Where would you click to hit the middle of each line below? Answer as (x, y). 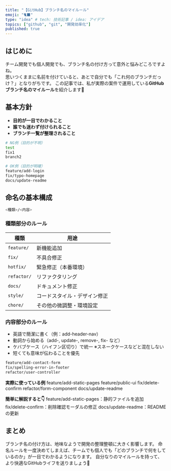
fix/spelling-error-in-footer (38, 368)
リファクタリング (57, 277)
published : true (22, 29)
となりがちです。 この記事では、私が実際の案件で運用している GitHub (91, 83)
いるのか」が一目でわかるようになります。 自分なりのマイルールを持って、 (84, 457)
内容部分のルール (26, 322)
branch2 (14, 157)
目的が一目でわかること (37, 120)
